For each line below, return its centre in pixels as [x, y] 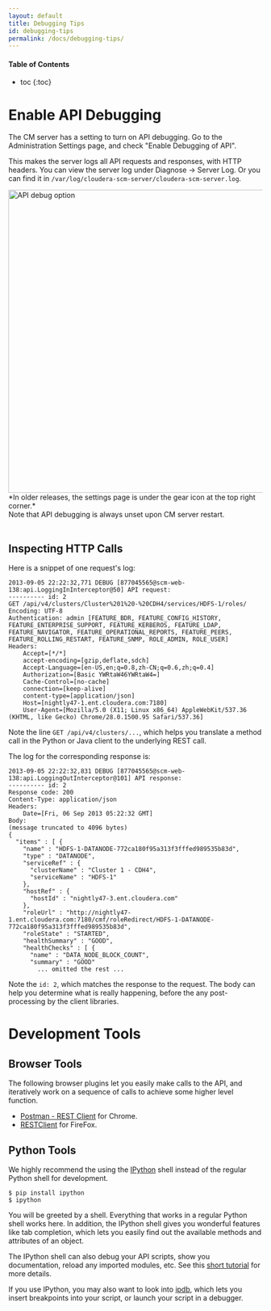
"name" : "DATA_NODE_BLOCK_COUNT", [90, 955]
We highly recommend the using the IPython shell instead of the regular [127, 1170]
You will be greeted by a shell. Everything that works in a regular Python [128, 1215]
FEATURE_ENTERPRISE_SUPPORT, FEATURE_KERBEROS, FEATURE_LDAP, [115, 626]
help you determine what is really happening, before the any [108, 993]
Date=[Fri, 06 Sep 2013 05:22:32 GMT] [88, 814]
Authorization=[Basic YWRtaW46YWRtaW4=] [92, 675]
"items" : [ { [39, 842]
